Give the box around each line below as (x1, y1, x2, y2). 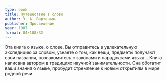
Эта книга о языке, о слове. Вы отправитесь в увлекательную (5, 44, 138, 50)
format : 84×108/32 (5, 30, 43, 35)
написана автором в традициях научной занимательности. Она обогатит (5, 60, 161, 66)
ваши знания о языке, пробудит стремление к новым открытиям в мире (5, 65, 160, 71)
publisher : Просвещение (5, 21, 55, 26)
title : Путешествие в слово (5, 12, 64, 17)
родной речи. (5, 71, 34, 76)
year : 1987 (5, 26, 28, 31)
